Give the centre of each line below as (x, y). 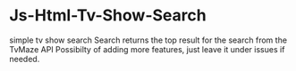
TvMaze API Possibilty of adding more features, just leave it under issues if (147, 49)
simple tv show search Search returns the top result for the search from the (148, 40)
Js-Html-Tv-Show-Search (108, 16)
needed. (25, 59)
